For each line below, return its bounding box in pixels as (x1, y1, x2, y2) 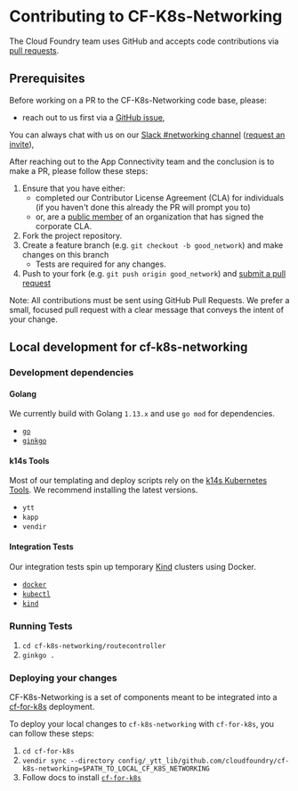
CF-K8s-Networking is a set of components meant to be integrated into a (9, 692, 278, 703)
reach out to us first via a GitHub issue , (21, 111, 165, 122)
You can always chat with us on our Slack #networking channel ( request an (9, 129, 286, 140)
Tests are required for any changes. (35, 259, 166, 269)
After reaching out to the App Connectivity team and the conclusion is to (9, 156, 275, 167)
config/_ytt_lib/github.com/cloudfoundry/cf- (117, 756, 290, 766)
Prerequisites (9, 71, 85, 87)
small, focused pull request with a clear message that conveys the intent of (9, 304, 285, 315)
